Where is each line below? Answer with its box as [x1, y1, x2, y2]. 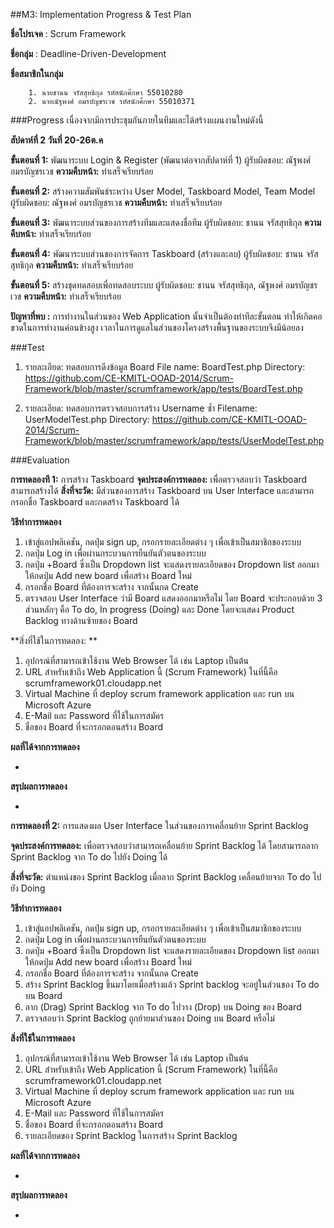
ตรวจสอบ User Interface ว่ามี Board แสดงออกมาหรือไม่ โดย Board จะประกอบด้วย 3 [24, 592, 323, 604]
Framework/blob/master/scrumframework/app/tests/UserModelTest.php [24, 435, 325, 446]
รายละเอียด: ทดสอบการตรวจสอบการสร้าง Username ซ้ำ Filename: [24, 402, 258, 414]
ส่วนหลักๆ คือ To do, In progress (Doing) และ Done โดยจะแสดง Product [24, 604, 295, 615]
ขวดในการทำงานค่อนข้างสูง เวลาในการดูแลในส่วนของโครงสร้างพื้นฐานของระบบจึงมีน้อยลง [10, 322, 304, 333]
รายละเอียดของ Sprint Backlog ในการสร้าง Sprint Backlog [24, 1130, 238, 1141]
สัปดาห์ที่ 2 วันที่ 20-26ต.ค [10, 134, 104, 146]
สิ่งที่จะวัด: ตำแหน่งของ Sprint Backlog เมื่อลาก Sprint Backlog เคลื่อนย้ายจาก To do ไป [10, 871, 322, 883]
